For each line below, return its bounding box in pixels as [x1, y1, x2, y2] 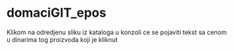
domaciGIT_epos [6, 5, 106, 21]
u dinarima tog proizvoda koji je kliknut [6, 35, 118, 43]
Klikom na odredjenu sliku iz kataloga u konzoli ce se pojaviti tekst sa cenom [6, 28, 227, 36]
